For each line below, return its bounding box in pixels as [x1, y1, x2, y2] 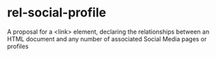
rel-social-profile [7, 5, 106, 21]
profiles [7, 42, 29, 50]
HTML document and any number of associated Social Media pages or [7, 34, 207, 43]
